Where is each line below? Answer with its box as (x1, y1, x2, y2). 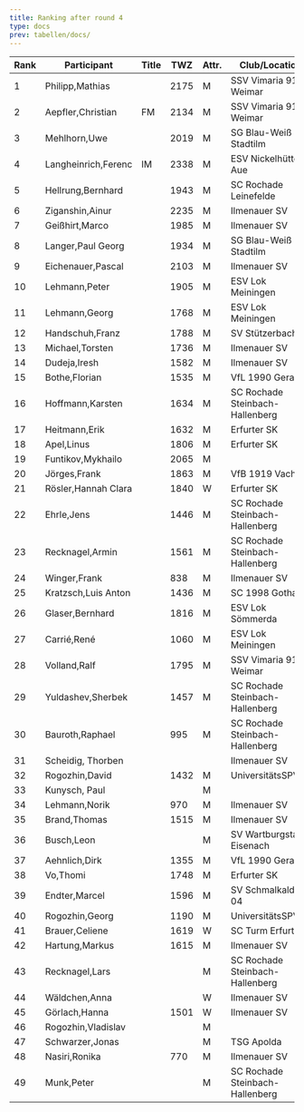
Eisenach (230, 840, 270, 853)
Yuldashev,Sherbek (44, 691, 128, 704)
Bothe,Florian (44, 371, 102, 384)
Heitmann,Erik (44, 424, 105, 436)
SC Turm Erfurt (230, 924, 295, 937)
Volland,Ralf (44, 659, 97, 672)
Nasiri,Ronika (44, 1050, 101, 1063)
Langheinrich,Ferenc (44, 158, 133, 171)
